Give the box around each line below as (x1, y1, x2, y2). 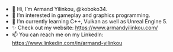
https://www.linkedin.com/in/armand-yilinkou (11, 40, 123, 46)
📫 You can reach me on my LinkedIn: (11, 31, 104, 38)
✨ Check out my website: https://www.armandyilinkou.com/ (11, 24, 158, 31)
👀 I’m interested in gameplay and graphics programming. (11, 12, 150, 19)
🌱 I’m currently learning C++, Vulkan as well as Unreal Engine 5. (11, 18, 168, 25)
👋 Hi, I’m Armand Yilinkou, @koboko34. (11, 6, 108, 12)
